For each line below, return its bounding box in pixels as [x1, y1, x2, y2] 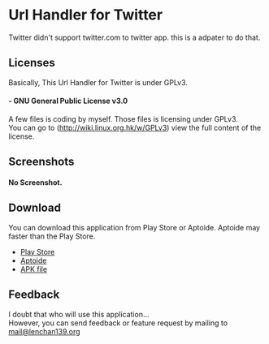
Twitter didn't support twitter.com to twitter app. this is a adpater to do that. [8, 32, 261, 42]
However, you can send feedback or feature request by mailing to [8, 318, 228, 328]
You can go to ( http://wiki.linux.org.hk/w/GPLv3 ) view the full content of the [8, 123, 262, 132]
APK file [20, 264, 47, 273]
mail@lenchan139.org [8, 326, 80, 336]
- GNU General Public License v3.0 [8, 96, 128, 106]
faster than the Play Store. [8, 231, 96, 241]
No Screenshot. [8, 177, 63, 187]
